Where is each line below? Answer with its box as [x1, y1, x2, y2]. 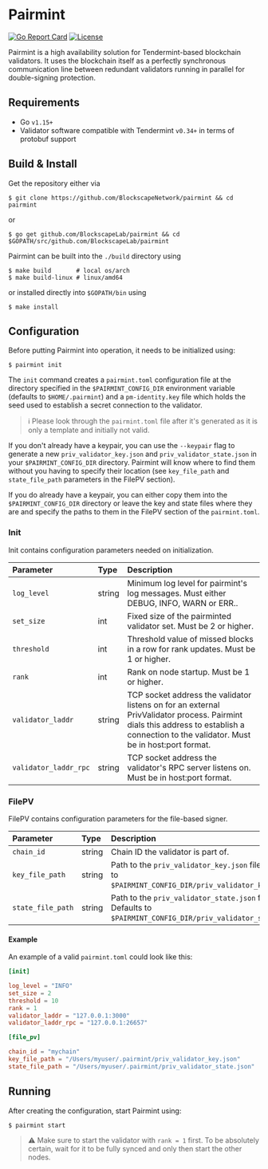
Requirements [8, 96, 80, 109]
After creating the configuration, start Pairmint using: [8, 1106, 182, 1116]
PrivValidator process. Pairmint [127, 709, 243, 720]
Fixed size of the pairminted [127, 610, 231, 621]
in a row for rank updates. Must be [127, 644, 256, 655]
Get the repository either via [8, 178, 101, 188]
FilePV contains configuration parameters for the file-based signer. [8, 813, 228, 823]
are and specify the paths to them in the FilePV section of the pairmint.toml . [8, 507, 260, 517]
